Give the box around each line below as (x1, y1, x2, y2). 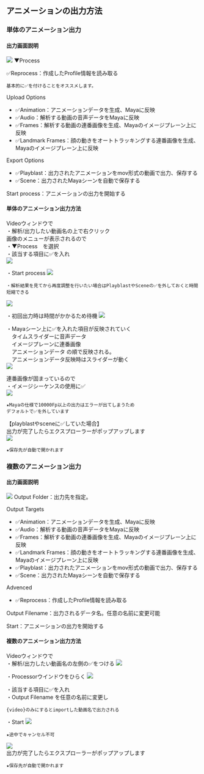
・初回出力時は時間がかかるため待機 (6, 312, 98, 319)
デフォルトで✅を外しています (6, 408, 70, 415)
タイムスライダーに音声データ (11, 333, 87, 340)
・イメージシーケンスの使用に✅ (6, 382, 86, 389)
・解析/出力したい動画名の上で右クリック (6, 227, 111, 234)
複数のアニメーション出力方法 (6, 638, 81, 645)
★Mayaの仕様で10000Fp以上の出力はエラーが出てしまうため (6, 402, 135, 408)
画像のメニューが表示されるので (6, 235, 87, 242)
